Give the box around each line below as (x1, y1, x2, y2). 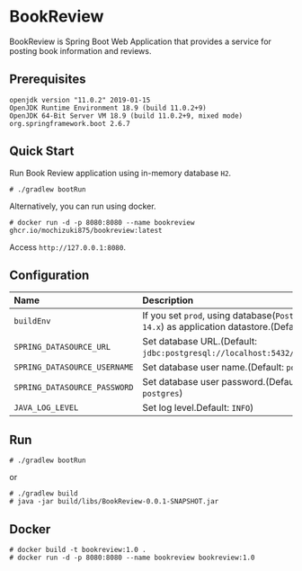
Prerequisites (9, 72, 86, 87)
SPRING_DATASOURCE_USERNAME (13, 362, 134, 372)
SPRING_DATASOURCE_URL (13, 342, 111, 352)
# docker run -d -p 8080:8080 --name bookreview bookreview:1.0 (9, 553, 255, 562)
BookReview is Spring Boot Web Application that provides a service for (9, 36, 272, 47)
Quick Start (9, 144, 75, 159)
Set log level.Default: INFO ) (142, 402, 254, 415)
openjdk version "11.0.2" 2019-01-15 (9, 95, 151, 104)
